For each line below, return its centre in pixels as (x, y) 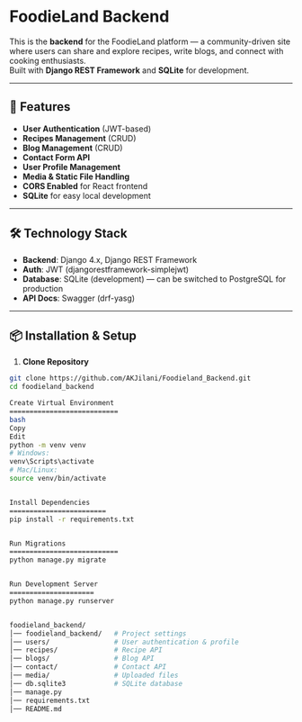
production (43, 288)
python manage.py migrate (58, 560)
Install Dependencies (50, 502)
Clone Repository (56, 362)
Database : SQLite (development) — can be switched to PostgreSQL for (154, 279)
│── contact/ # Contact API (88, 667)
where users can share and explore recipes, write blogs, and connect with (147, 50)
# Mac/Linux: (34, 470)
